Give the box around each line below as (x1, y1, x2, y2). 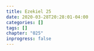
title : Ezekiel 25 (6, 8, 51, 15)
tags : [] (6, 25, 28, 31)
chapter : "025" (6, 30, 44, 36)
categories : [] (6, 19, 44, 25)
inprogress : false (6, 36, 51, 42)
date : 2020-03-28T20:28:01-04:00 (6, 14, 89, 20)
